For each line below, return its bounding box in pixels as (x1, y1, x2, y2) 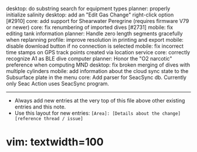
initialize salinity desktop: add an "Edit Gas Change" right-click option (6, 11, 174, 18)
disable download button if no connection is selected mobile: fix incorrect (6, 42, 184, 49)
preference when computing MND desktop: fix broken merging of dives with (6, 61, 191, 68)
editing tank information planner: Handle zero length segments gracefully (6, 30, 183, 37)
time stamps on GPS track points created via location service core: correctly (6, 49, 191, 55)
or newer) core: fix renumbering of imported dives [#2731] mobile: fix (6, 24, 174, 31)
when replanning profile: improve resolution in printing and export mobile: (6, 37, 184, 43)
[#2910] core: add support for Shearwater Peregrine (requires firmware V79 (6, 18, 189, 24)
